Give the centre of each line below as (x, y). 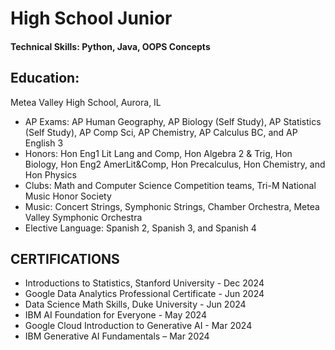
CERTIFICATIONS (65, 258)
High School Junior (91, 18)
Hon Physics (50, 174)
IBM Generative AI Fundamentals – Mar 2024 (117, 336)
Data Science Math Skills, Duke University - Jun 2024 (135, 304)
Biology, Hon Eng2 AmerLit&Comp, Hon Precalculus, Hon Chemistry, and (175, 164)
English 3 (44, 143)
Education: (45, 78)
